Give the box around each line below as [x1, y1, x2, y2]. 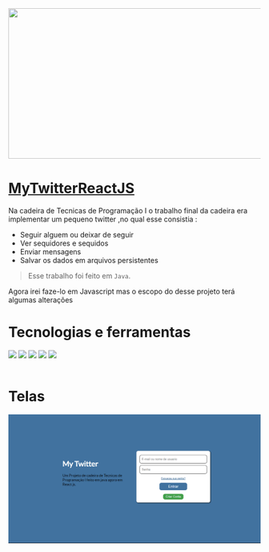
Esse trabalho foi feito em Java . [27, 270, 131, 280]
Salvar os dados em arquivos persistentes [19, 255, 159, 265]
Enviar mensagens [19, 246, 82, 256]
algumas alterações [8, 294, 74, 304]
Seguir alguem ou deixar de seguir [19, 229, 134, 239]
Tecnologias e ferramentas [8, 323, 191, 342]
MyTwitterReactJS [8, 180, 134, 197]
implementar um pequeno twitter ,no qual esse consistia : [8, 214, 198, 224]
